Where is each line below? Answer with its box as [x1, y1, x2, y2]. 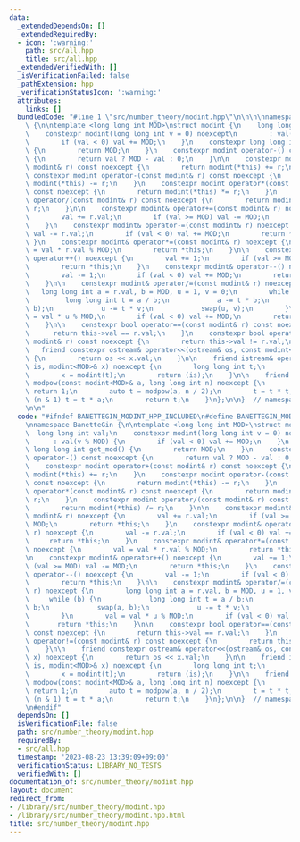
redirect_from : [9, 795, 66, 804]
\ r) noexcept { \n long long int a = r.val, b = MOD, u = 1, [25, 586, 286, 595]
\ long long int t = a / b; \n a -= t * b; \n [25, 296, 270, 305]
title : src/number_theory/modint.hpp [9, 819, 150, 828]
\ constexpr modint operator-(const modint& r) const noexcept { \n [25, 171, 281, 180]
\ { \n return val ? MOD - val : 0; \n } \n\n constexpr [25, 154, 281, 164]
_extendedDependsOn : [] [17, 21, 105, 30]
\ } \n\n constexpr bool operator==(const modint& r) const [25, 321, 274, 330]
